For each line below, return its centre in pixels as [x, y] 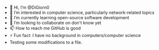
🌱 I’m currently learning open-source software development [69, 18]
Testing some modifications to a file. [46, 42]
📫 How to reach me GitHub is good [45, 28]
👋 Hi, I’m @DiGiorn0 [29, 7]
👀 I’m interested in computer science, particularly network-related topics [82, 12]
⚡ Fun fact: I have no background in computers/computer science [75, 35]
